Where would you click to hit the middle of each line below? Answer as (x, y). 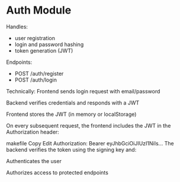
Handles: (17, 27)
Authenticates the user (34, 161)
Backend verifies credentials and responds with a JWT (73, 103)
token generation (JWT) (44, 50)
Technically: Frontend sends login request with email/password (83, 91)
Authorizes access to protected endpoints (57, 173)
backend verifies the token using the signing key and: (71, 149)
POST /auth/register (39, 73)
